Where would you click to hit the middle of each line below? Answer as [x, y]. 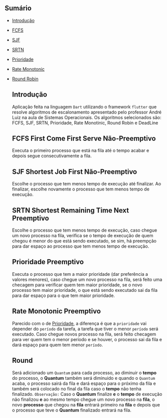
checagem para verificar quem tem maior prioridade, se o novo [77, 285]
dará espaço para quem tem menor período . [57, 345]
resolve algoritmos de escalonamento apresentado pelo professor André [87, 112]
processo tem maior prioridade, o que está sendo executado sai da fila [85, 290]
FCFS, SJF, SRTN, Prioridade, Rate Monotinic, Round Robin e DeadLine [85, 123]
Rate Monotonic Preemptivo [56, 311]
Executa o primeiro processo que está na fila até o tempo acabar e [80, 151]
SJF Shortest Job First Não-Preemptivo [74, 172]
